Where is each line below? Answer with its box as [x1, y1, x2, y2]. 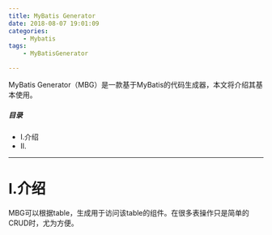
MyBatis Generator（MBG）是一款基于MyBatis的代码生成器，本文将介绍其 [8, 80, 257, 89]
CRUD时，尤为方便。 [8, 218, 79, 228]
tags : [8, 42, 27, 50]
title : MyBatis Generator [8, 11, 96, 20]
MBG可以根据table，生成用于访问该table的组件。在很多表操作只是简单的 [8, 207, 249, 217]
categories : [8, 27, 49, 35]
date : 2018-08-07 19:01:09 [8, 19, 100, 28]
